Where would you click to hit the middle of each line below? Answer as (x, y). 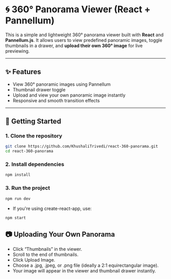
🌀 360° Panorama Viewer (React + (78, 9)
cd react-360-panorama (29, 151)
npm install (18, 175)
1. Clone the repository (34, 136)
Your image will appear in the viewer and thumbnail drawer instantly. (84, 271)
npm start (16, 218)
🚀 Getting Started (33, 121)
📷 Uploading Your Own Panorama (60, 234)
